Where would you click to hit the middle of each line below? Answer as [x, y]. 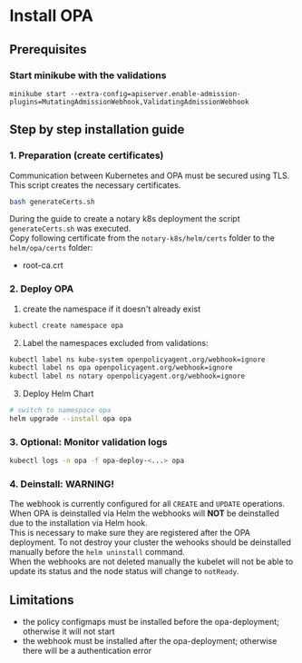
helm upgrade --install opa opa [70, 419]
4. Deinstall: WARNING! [62, 484]
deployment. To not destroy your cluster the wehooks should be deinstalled [151, 542]
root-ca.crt [43, 265]
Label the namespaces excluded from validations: [115, 342]
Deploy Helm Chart [58, 394]
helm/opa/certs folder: [51, 248]
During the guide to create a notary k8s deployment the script [125, 219]
